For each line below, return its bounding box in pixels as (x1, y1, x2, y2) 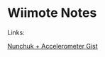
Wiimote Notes (7, 5, 97, 21)
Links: (7, 28, 25, 37)
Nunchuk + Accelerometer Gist (7, 42, 98, 50)
